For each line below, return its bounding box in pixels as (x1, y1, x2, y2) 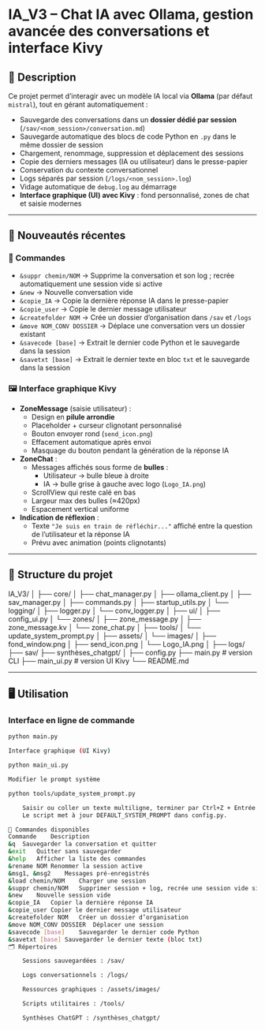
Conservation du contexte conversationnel (19, 166, 159, 174)
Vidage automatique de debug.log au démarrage (19, 182, 177, 191)
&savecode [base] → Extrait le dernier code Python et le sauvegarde (19, 338, 241, 347)
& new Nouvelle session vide (8, 891, 111, 900)
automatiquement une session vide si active (19, 278, 163, 289)
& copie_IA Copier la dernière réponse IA (8, 899, 154, 907)
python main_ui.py (8, 761, 69, 770)
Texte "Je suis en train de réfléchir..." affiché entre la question (31, 521, 253, 530)
